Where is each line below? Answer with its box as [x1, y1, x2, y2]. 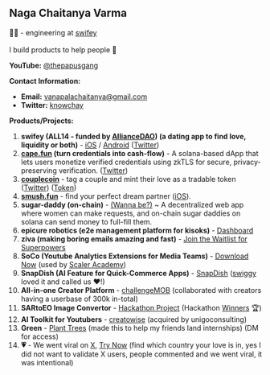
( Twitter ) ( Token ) [20, 183, 77, 192]
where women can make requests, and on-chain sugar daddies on [20, 208, 241, 218]
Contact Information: [9, 76, 81, 85]
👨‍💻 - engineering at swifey [9, 27, 97, 37]
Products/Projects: [9, 116, 75, 126]
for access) [20, 332, 59, 341]
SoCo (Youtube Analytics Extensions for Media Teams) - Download [20, 251, 249, 261]
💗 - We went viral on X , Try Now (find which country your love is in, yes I [20, 340, 262, 349]
